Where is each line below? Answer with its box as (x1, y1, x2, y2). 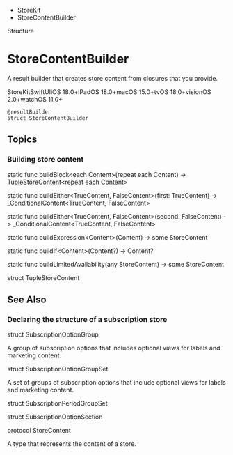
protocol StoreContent (7, 426, 71, 435)
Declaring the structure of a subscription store (7, 314, 168, 324)
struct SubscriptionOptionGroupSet (7, 365, 109, 373)
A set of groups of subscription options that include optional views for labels (7, 378, 226, 387)
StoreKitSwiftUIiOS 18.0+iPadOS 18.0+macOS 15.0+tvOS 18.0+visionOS (7, 87, 211, 96)
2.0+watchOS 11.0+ (7, 95, 63, 103)
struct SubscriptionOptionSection (7, 412, 103, 421)
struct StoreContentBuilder (7, 114, 89, 121)
